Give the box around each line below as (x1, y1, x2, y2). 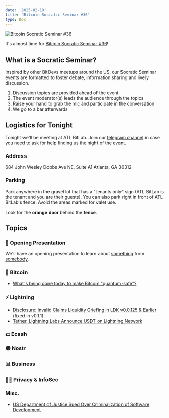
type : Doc (5, 17, 27, 22)
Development (12, 406, 41, 413)
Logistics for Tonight (5, 121, 73, 129)
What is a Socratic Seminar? (5, 56, 97, 64)
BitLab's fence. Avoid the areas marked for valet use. (5, 199, 116, 205)
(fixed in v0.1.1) (12, 312, 44, 319)
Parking (5, 177, 26, 184)
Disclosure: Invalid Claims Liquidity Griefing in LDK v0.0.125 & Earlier (12, 307, 157, 313)
